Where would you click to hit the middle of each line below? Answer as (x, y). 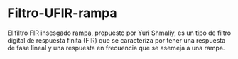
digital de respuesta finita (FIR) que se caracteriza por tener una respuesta (117, 40)
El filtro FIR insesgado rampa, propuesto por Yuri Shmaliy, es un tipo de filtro (119, 33)
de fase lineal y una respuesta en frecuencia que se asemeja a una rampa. (116, 48)
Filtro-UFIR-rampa (62, 13)
